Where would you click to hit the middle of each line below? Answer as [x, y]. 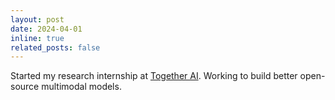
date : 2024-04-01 [46, 29]
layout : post [37, 19]
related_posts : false [55, 47]
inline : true [37, 38]
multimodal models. [81, 87]
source [25, 87]
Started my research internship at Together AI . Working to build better [154, 76]
